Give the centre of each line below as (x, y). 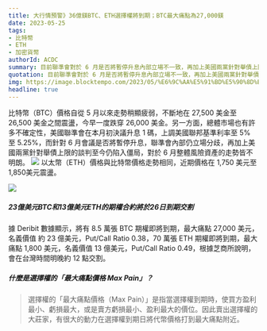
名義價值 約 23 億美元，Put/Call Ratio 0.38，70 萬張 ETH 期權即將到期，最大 (133, 238)
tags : (17, 30)
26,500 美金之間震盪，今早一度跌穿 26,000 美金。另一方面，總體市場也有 (128, 123)
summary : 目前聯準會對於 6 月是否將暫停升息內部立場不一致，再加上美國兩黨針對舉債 (130, 67)
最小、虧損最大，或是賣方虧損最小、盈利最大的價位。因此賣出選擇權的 (143, 310)
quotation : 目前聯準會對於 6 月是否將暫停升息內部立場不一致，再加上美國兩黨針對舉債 (134, 75)
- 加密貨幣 (24, 52)
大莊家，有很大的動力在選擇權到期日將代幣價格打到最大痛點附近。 (135, 319)
